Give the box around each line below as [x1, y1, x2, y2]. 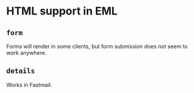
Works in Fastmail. [6, 81, 53, 88]
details [6, 66, 35, 75]
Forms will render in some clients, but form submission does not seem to [6, 43, 188, 50]
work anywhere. [6, 50, 47, 56]
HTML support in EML [6, 4, 118, 18]
